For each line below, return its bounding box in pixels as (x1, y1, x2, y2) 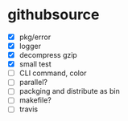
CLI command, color (19, 68, 87, 78)
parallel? (19, 78, 47, 87)
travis (19, 104, 38, 114)
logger (19, 42, 42, 50)
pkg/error (19, 32, 52, 42)
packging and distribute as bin (19, 87, 120, 96)
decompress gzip (19, 50, 77, 60)
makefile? (19, 95, 52, 105)
